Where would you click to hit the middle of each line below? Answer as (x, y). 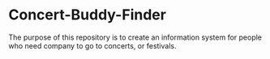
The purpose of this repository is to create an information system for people (135, 37)
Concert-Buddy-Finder (87, 15)
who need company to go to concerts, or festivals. (92, 45)
